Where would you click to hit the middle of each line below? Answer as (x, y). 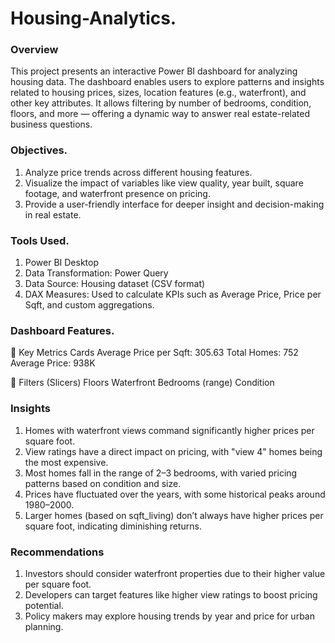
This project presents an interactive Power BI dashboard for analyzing (154, 71)
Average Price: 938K (53, 363)
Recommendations (57, 552)
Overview (34, 50)
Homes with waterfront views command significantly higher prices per (169, 430)
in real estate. (53, 214)
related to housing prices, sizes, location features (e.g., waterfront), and (158, 93)
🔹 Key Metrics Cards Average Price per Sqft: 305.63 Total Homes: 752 (154, 353)
